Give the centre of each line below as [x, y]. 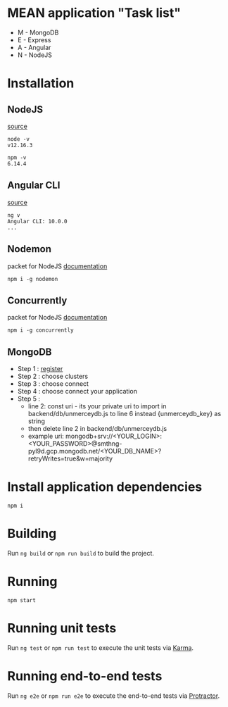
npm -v [17, 157]
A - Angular [34, 47]
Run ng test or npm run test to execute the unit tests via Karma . [101, 647]
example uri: [46, 436]
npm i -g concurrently [40, 330]
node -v [19, 139]
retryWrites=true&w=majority [70, 458]
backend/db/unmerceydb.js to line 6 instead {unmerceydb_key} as [125, 414]
